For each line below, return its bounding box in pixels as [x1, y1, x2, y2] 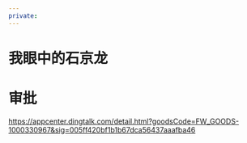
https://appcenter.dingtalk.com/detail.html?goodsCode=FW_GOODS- [8, 116, 240, 126]
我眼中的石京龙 [8, 49, 109, 67]
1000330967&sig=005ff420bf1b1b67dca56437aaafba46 [8, 124, 196, 134]
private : [8, 11, 38, 20]
